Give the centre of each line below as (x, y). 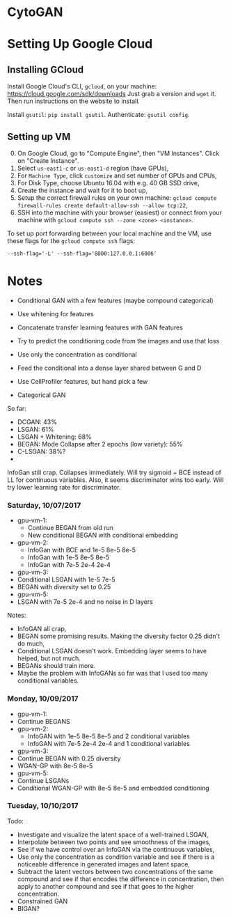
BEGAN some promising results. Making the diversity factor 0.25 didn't (119, 636)
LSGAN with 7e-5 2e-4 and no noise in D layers (85, 602)
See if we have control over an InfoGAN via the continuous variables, (116, 849)
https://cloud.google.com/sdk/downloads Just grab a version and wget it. (112, 94)
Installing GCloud (46, 69)
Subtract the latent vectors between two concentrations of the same (115, 871)
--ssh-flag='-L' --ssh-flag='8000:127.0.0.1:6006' (82, 254)
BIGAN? (29, 908)
